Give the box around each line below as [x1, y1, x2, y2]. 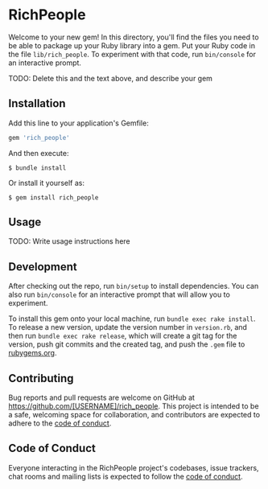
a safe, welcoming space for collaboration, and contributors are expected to [8, 410, 260, 420]
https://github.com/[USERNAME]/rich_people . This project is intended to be [8, 401, 259, 411]
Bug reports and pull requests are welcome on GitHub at [8, 392, 196, 403]
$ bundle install [8, 163, 67, 172]
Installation [8, 97, 66, 110]
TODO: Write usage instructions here [8, 236, 130, 246]
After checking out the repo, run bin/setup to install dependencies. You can [8, 281, 259, 291]
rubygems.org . [8, 348, 57, 358]
